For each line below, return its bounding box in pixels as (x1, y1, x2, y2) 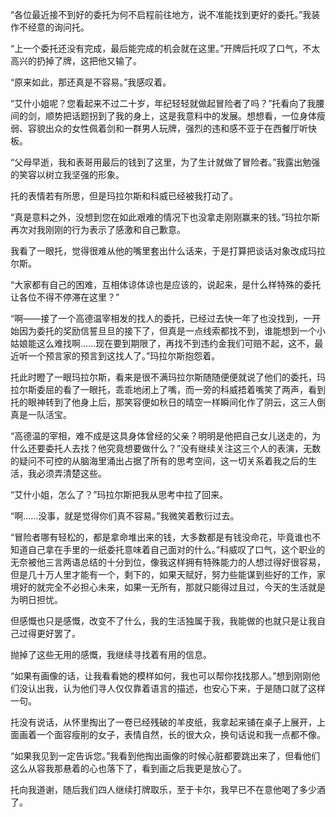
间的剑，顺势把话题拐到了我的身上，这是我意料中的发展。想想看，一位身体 (10, 110, 317, 122)
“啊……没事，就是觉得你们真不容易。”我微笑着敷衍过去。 (10, 510, 240, 522)
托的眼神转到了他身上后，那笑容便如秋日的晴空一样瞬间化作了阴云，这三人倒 (10, 396, 326, 408)
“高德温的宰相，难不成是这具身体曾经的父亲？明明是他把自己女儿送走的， (10, 430, 313, 442)
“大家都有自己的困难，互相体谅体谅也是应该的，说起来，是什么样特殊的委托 (10, 279, 322, 290)
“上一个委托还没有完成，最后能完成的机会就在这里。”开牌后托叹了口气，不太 (10, 43, 321, 54)
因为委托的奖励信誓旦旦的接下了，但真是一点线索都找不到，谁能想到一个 (18, 325, 317, 337)
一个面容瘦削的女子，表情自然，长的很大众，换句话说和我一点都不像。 (36, 729, 326, 740)
